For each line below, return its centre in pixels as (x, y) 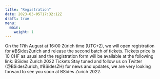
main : (15, 28)
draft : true (17, 18)
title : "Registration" (28, 9)
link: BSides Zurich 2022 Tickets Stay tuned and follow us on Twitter (74, 61)
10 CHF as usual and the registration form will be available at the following (79, 56)
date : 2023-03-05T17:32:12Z (34, 14)
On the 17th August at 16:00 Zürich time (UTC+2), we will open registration (80, 46)
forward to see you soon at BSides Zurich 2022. (53, 71)
